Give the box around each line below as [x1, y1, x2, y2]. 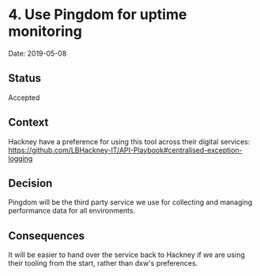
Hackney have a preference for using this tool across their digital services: [8, 136, 251, 146]
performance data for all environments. [8, 206, 136, 216]
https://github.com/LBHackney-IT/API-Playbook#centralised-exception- [8, 145, 243, 155]
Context [8, 116, 49, 129]
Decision [8, 176, 53, 190]
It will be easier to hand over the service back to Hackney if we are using [8, 250, 245, 259]
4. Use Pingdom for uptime [8, 6, 187, 24]
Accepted [8, 93, 40, 102]
